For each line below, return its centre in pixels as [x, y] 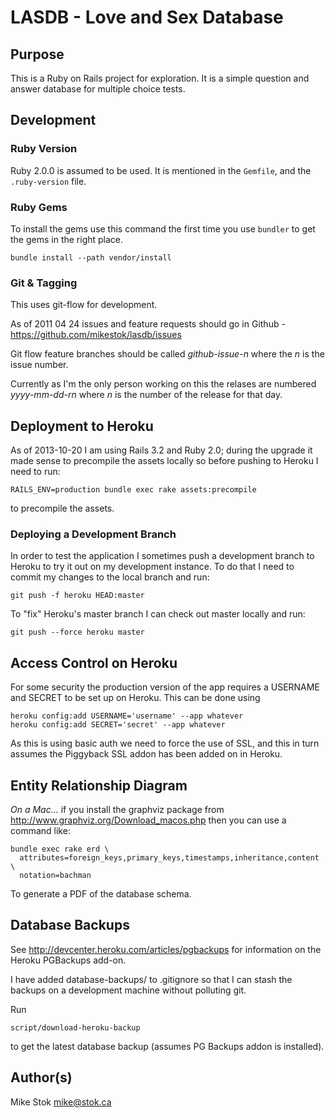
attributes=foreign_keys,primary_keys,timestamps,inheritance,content [169, 858]
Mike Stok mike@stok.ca [61, 1102]
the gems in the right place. [67, 239]
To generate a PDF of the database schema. [101, 894]
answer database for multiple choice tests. [98, 89]
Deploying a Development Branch [93, 534]
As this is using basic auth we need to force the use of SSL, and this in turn [165, 743]
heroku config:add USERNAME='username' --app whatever [127, 716]
